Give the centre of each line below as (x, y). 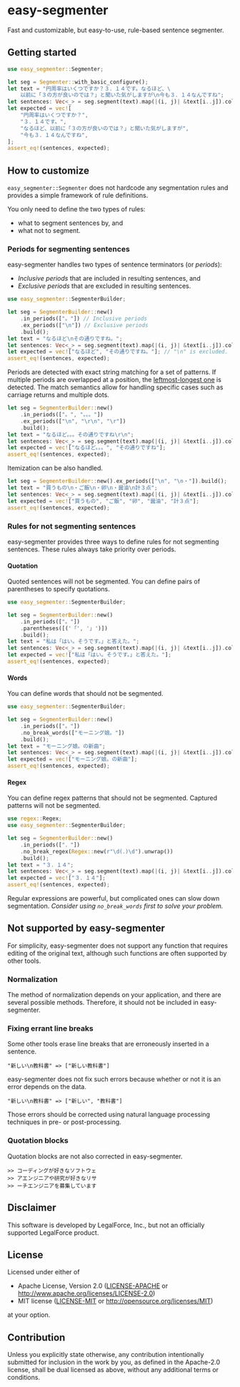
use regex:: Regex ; (35, 819)
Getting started (42, 52)
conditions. (24, 1378)
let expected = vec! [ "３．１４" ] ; (56, 878)
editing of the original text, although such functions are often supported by (117, 953)
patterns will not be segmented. (54, 806)
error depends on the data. (47, 1087)
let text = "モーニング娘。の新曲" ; (56, 746)
